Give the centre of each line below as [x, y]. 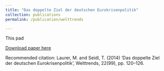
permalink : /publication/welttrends [44, 19]
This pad [15, 38]
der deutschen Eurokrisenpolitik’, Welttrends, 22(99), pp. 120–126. [75, 63]
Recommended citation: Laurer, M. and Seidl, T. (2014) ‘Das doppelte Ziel [83, 58]
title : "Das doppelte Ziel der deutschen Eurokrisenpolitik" [72, 10]
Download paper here [28, 48]
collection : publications [33, 15]
